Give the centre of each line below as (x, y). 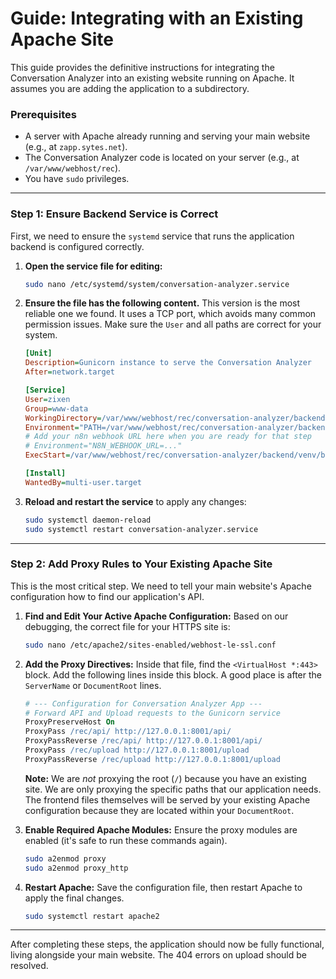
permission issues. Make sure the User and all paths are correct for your (173, 324)
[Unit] (38, 353)
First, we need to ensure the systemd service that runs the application (152, 236)
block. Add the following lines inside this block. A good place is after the (173, 674)
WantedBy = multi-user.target (83, 482)
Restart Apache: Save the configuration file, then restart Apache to (163, 887)
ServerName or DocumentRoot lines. (93, 685)
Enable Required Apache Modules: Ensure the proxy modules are (161, 829)
